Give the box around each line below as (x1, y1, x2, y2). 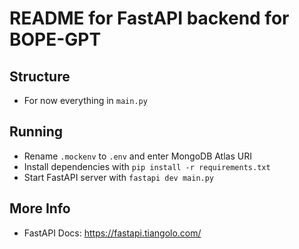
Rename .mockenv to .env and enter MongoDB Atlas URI (23, 150, 252, 162)
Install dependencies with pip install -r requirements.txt (23, 160, 271, 172)
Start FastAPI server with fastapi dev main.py (23, 171, 215, 183)
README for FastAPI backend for (9, 7, 290, 30)
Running (9, 123, 64, 141)
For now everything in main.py (23, 95, 148, 106)
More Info (9, 200, 71, 217)
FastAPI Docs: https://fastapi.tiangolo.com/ (23, 227, 202, 239)
